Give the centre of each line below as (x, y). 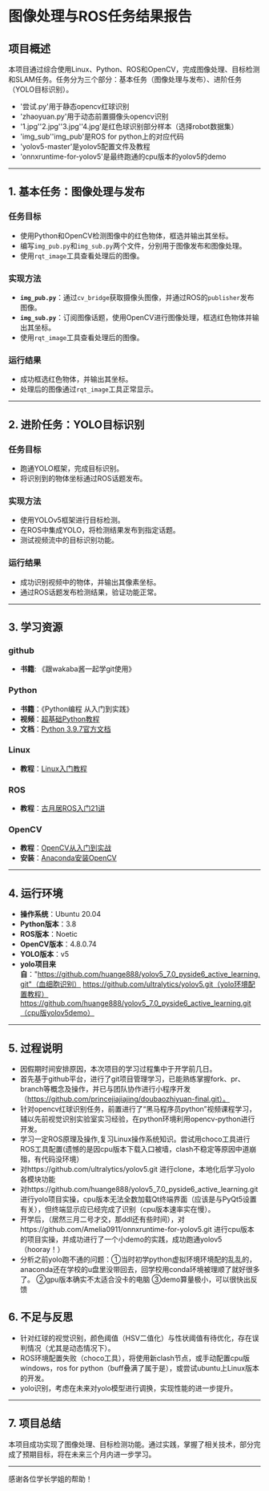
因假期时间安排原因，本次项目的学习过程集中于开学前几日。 (118, 1069)
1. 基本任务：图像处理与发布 (77, 192)
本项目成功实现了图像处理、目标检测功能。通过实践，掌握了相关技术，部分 (131, 1444)
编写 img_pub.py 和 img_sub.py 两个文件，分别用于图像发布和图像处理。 (133, 245)
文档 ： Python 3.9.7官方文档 (65, 729)
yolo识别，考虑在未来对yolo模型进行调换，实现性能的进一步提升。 (128, 1388)
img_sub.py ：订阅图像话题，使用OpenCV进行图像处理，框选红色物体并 (136, 317)
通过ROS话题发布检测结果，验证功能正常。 (90, 592)
